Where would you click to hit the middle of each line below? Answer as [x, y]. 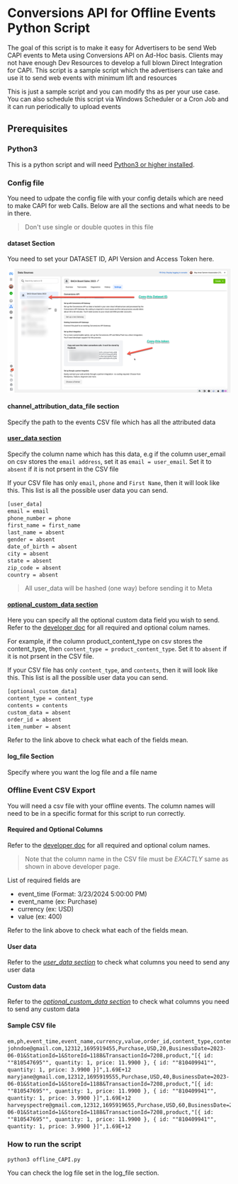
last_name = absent [36, 533]
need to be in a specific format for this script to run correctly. [96, 813]
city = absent [28, 554]
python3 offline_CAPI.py [44, 1159]
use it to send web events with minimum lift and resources [92, 78]
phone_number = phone [39, 518]
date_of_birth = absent [42, 547]
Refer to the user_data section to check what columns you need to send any [119, 962]
